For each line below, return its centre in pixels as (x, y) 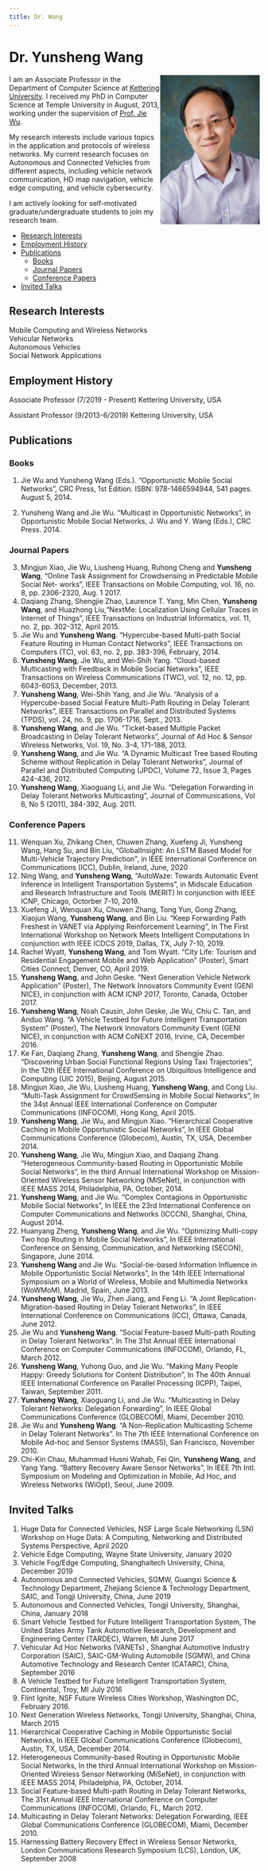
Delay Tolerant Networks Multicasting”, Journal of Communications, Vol (138, 796)
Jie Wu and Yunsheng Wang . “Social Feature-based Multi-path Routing (138, 1332)
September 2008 (49, 1859)
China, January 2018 (54, 1614)
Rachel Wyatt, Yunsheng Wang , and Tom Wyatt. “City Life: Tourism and (138, 952)
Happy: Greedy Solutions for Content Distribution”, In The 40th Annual (135, 1375)
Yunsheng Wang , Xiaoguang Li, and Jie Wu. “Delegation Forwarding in (137, 787)
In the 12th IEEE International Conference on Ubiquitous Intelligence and (138, 1070)
